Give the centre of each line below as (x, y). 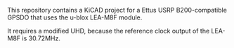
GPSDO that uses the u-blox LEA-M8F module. (75, 17)
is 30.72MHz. (41, 38)
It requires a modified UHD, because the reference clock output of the (109, 31)
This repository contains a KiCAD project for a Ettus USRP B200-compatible (117, 10)
